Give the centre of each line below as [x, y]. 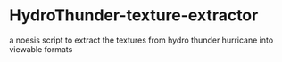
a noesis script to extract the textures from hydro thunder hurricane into [141, 40]
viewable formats [41, 49]
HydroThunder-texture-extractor [134, 15]
